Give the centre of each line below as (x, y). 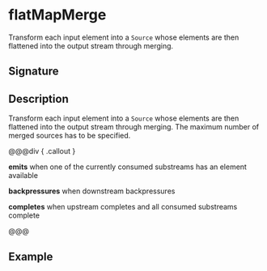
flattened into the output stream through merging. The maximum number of (134, 127)
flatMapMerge (57, 15)
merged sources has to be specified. (70, 136)
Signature (34, 72)
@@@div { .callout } (42, 151)
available (23, 176)
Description (38, 99)
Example (31, 256)
